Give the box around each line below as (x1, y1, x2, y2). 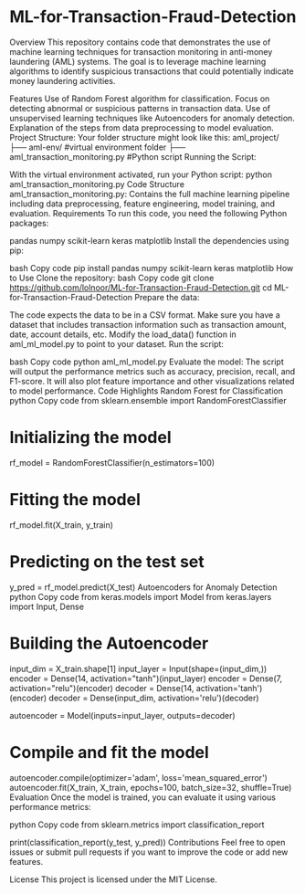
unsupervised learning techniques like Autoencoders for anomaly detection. (9, 112, 295, 123)
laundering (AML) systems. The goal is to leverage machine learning (9, 56, 267, 67)
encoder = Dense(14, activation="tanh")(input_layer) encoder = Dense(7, (9, 673, 283, 684)
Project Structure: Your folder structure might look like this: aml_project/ (9, 131, 280, 142)
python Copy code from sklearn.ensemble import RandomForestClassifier (9, 394, 288, 405)
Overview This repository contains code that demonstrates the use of (9, 37, 271, 47)
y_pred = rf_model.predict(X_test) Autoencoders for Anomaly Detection (9, 582, 278, 593)
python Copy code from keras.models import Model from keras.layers (9, 591, 272, 602)
